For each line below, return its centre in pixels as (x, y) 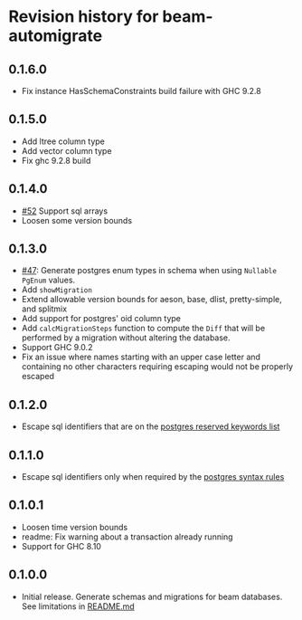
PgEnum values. (48, 280)
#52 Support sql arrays (65, 211)
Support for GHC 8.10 (61, 546)
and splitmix (44, 309)
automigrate (56, 36)
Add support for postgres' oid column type (101, 319)
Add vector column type (66, 150)
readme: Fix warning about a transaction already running (127, 537)
